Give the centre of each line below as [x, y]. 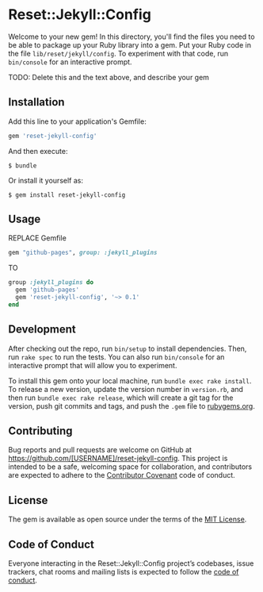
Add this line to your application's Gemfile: [77, 121]
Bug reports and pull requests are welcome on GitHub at [100, 450]
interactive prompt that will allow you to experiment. [93, 365]
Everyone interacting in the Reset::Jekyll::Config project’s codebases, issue [131, 563]
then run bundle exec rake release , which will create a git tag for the [121, 398]
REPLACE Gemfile [38, 238]
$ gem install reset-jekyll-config [67, 195]
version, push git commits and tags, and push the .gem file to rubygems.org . [132, 406]
